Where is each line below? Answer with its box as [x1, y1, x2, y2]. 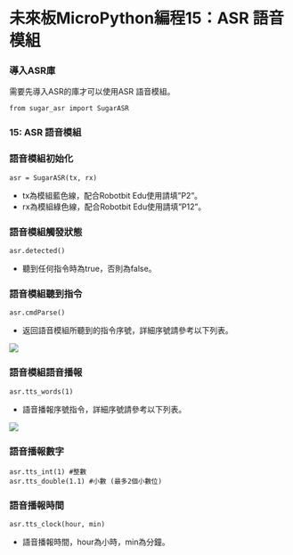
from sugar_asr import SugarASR [9, 104, 129, 113]
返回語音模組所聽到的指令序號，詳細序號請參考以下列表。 [21, 325, 233, 336]
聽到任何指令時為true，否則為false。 [21, 264, 157, 273]
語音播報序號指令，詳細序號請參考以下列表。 [21, 404, 187, 414]
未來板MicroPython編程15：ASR [9, 8, 249, 29]
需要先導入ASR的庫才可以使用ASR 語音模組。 [9, 86, 175, 97]
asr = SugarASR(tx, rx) [9, 173, 98, 183]
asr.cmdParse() [9, 308, 66, 317]
